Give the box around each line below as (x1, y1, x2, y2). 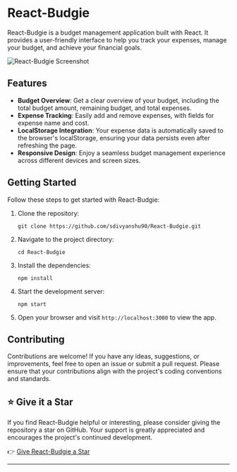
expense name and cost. (17, 119, 90, 127)
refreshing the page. (17, 141, 78, 150)
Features (7, 78, 47, 90)
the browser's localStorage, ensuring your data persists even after (17, 133, 210, 142)
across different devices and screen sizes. (17, 156, 141, 164)
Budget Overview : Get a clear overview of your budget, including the (17, 96, 220, 104)
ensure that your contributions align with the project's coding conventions (7, 367, 222, 375)
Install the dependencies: (17, 261, 92, 270)
